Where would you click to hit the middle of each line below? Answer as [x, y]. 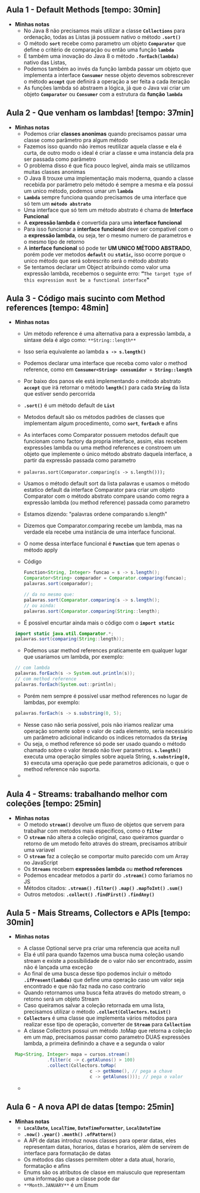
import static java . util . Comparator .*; [64, 634]
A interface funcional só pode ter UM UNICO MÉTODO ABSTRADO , [107, 248]
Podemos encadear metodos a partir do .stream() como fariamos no [108, 875]
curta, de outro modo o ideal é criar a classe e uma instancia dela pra [109, 152]
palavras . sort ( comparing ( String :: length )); [70, 639]
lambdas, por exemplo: [52, 702]
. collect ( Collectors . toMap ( [82, 1066]
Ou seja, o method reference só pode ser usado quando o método [105, 744]
